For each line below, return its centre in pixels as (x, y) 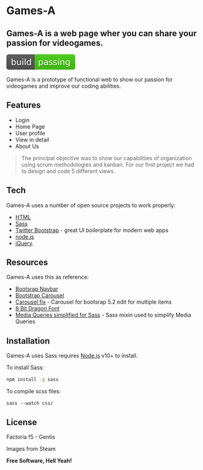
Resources (27, 262)
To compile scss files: (34, 391)
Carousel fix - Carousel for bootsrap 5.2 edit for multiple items (94, 302)
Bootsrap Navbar (37, 289)
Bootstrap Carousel (39, 296)
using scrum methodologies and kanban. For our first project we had (108, 164)
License (22, 422)
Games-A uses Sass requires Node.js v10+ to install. (72, 356)
